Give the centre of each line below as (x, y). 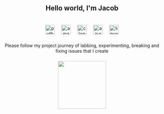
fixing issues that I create (82, 51)
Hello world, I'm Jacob (82, 8)
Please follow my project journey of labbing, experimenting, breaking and (82, 45)
